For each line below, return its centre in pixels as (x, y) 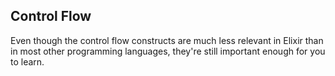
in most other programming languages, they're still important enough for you (168, 51)
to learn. (27, 61)
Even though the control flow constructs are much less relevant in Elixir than (167, 40)
